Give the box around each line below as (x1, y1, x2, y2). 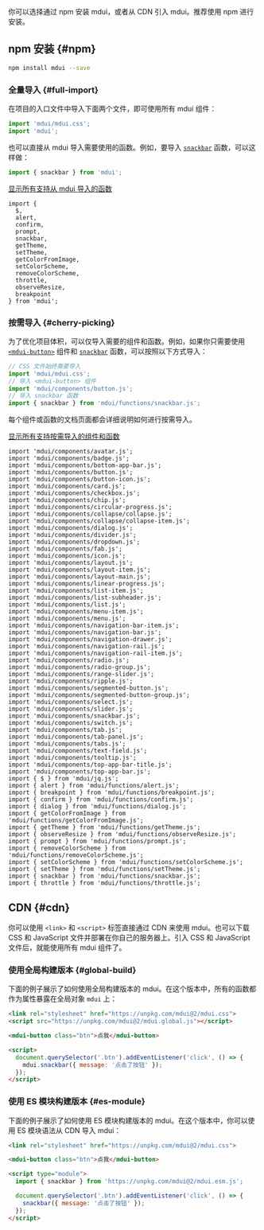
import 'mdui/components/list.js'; (8, 601, 126, 609)
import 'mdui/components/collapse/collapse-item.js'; (8, 517, 191, 525)
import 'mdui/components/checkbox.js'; (8, 489, 141, 497)
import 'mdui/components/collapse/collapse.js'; (8, 510, 173, 519)
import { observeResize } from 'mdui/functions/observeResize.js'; (8, 831, 237, 839)
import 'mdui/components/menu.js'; (8, 615, 126, 623)
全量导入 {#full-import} (8, 84, 99, 95)
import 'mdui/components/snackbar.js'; (8, 712, 141, 720)
